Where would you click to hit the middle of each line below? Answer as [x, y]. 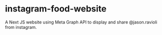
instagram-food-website [56, 9]
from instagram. [21, 27]
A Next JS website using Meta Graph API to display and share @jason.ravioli [81, 22]
